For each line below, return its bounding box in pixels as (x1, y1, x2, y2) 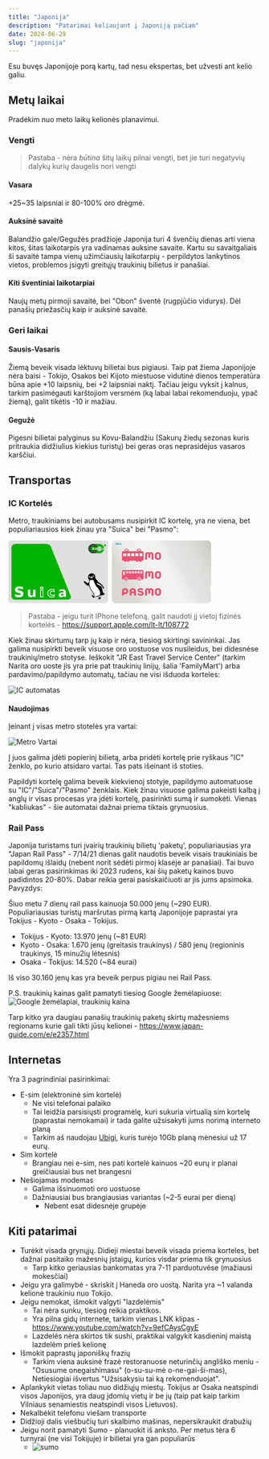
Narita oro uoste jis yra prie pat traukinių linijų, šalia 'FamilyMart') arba (8, 660, 241, 671)
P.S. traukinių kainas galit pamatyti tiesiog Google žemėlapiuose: (8, 988, 222, 998)
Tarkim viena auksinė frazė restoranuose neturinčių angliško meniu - (31, 1357, 259, 1367)
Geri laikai (8, 324, 48, 335)
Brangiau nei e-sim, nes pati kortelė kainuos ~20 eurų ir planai (31, 1158, 238, 1168)
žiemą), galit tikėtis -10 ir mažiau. (8, 397, 117, 406)
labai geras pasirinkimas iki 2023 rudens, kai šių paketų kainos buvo (8, 866, 234, 876)
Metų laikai (8, 93, 65, 107)
